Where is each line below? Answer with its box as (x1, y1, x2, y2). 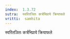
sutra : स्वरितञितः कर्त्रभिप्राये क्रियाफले (5, 12, 65, 17)
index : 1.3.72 (5, 7, 36, 12)
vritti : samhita (5, 16, 40, 21)
